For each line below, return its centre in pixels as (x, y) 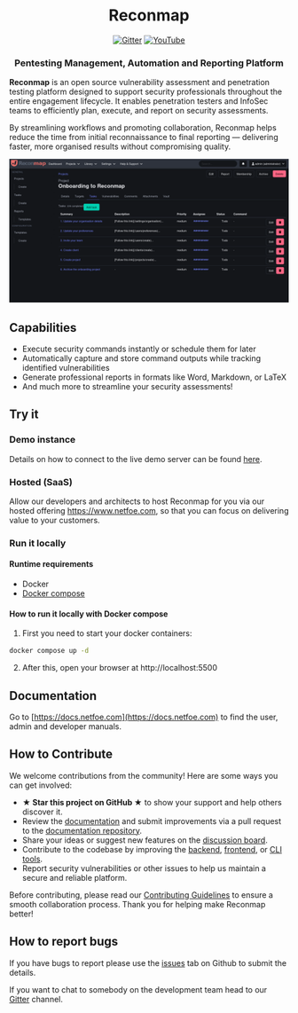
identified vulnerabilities (66, 367)
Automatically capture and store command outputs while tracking (141, 358)
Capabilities (43, 328)
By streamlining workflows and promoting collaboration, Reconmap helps (143, 128)
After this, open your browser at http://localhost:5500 (119, 668)
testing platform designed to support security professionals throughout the (145, 92)
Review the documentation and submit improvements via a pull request (152, 821)
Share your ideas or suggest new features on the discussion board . (145, 840)
